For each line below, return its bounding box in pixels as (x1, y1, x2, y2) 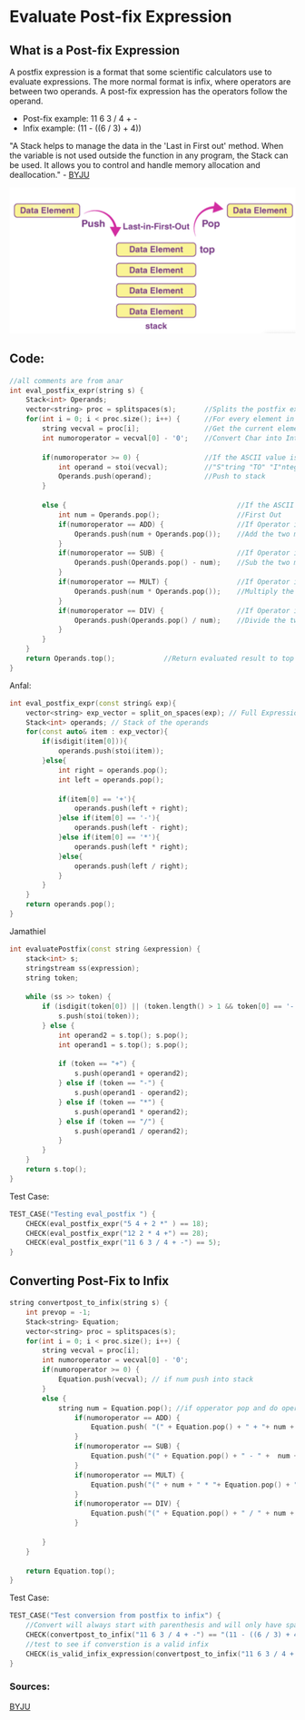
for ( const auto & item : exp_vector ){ (25, 727, 169, 736)
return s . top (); (25, 1165, 88, 1174)
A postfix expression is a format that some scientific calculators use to (9, 66, 272, 77)
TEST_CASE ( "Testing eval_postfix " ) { (9, 1210, 156, 1219)
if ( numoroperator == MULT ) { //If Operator (57, 578, 290, 587)
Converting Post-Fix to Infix (9, 1273, 170, 1289)
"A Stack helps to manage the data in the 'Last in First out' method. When (9, 141, 284, 151)
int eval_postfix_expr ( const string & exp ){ (9, 698, 177, 707)
